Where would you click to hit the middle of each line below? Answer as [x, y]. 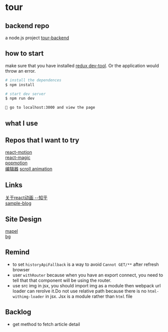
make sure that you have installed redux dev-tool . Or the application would [82, 65]
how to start [25, 53]
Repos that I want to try [42, 140]
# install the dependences [33, 80]
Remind [18, 252]
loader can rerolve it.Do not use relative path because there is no [79, 291]
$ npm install [20, 85]
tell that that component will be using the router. [62, 280]
